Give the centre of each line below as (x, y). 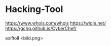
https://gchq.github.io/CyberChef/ (41, 28)
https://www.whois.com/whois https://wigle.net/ (55, 23)
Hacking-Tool (34, 9)
